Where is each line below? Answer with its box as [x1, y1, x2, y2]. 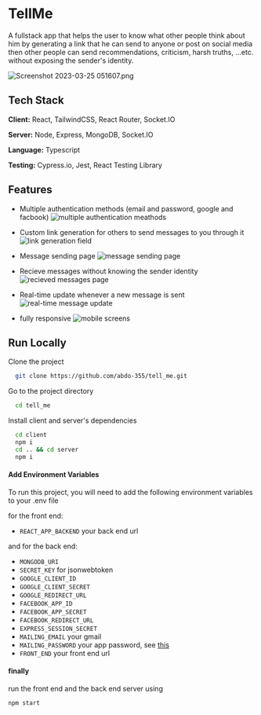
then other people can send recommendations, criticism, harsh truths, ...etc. [8, 47, 254, 57]
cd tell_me [15, 401, 51, 409]
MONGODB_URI [19, 558, 59, 566]
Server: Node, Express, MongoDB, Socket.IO [8, 130, 154, 139]
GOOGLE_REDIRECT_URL [19, 591, 87, 599]
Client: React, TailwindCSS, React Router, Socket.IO [8, 115, 176, 124]
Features [8, 183, 53, 196]
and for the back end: [8, 541, 78, 551]
